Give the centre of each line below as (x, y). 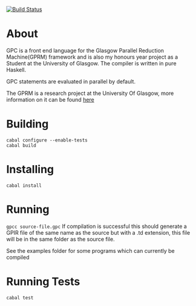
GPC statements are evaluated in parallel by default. (71, 81)
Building (28, 124)
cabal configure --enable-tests (47, 140)
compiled (18, 257)
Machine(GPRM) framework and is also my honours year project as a (92, 57)
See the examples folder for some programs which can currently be (90, 250)
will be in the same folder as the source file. (60, 239)
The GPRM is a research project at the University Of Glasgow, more (90, 93)
